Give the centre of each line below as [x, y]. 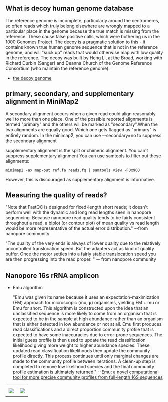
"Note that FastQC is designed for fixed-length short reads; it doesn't [77, 207]
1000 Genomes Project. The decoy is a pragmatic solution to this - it [75, 42]
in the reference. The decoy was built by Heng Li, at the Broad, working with [84, 58]
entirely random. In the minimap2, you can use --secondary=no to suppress [83, 135]
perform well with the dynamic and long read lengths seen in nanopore [78, 212]
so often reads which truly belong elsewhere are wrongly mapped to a [78, 26]
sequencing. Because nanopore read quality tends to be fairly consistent [80, 218]
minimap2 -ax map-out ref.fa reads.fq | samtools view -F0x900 [73, 170]
